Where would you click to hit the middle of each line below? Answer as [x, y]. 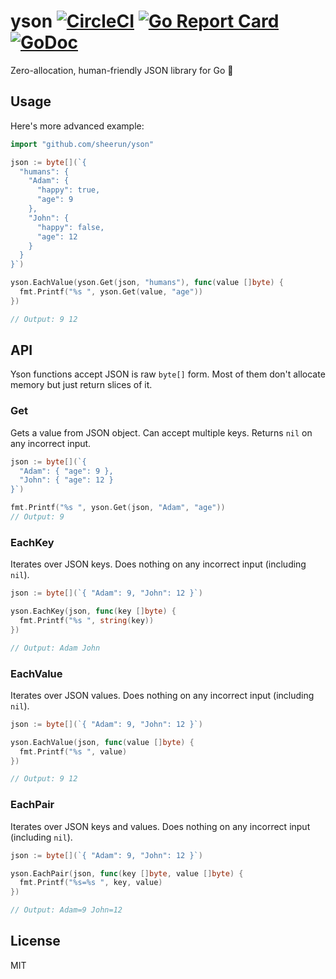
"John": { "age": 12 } [66, 480]
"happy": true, [68, 190]
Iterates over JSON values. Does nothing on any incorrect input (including [162, 695]
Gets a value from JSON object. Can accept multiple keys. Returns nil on [161, 432]
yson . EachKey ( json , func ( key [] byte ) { [93, 611]
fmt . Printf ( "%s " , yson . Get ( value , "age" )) [111, 292]
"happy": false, [70, 227]
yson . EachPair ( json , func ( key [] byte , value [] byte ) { [127, 873]
